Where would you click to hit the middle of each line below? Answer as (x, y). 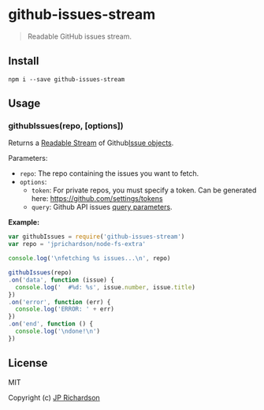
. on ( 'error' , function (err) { (59, 302)
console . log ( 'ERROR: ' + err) (65, 309)
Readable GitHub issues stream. (80, 36)
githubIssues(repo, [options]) (66, 126)
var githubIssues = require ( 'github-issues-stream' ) (97, 237)
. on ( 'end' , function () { (50, 324)
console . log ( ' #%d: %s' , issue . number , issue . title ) (105, 287)
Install (24, 61)
